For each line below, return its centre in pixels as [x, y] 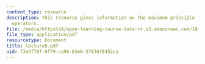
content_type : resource [37, 12]
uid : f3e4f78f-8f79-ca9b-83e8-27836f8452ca [63, 52]
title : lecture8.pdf [33, 46]
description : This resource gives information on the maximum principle [101, 18]
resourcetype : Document [37, 40]
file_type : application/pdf [42, 35]
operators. [26, 23]
